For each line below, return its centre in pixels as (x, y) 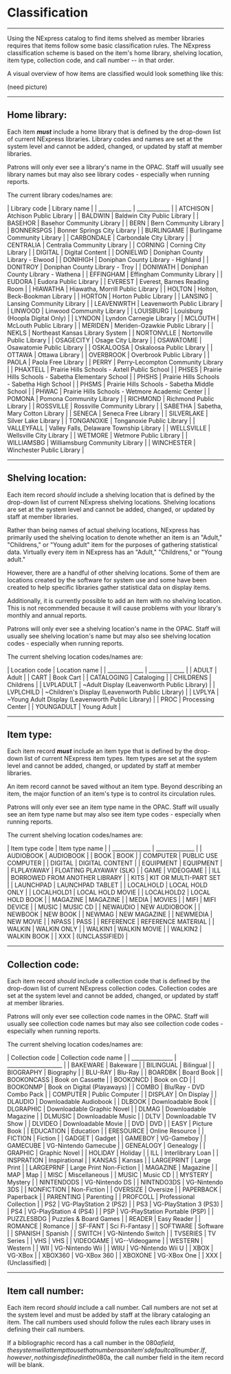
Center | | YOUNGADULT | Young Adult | (64, 706)
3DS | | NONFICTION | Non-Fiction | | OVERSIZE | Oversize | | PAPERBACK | (114, 1189)
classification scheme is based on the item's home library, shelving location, (115, 52)
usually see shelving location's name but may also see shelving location (109, 636)
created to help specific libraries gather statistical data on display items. (109, 587)
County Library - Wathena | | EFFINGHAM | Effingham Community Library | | (115, 274)
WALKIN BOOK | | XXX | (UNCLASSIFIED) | (68, 936)
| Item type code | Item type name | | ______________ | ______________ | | (104, 848)
